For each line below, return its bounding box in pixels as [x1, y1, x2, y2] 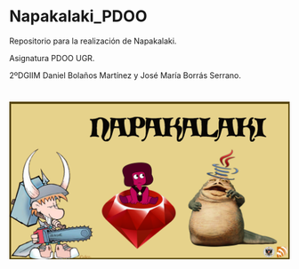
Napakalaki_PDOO [9, 6, 148, 27]
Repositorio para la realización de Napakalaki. [9, 36, 177, 46]
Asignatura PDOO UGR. [9, 52, 95, 63]
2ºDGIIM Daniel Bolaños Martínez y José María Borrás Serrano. [9, 69, 242, 81]
